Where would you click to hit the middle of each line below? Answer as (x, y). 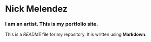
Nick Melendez (36, 9)
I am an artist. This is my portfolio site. (52, 24)
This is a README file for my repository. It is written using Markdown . (76, 34)
